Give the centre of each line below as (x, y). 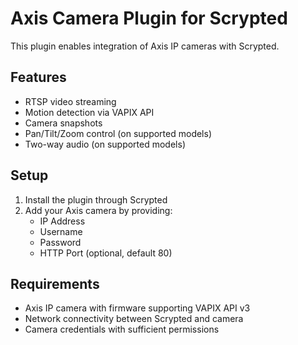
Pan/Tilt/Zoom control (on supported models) (118, 133)
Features (38, 77)
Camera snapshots (63, 123)
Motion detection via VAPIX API (89, 112)
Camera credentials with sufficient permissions (122, 329)
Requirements (55, 283)
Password (60, 242)
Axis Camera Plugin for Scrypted (149, 18)
